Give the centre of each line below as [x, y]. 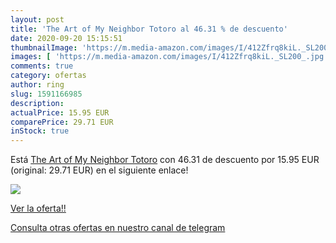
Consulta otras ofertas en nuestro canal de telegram [118, 228]
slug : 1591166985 [46, 94]
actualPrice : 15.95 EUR [60, 112]
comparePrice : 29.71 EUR [62, 122]
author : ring [37, 85]
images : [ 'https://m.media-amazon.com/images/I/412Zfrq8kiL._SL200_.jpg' [169, 57]
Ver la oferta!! [38, 208]
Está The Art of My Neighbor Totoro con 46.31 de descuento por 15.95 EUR [165, 160]
